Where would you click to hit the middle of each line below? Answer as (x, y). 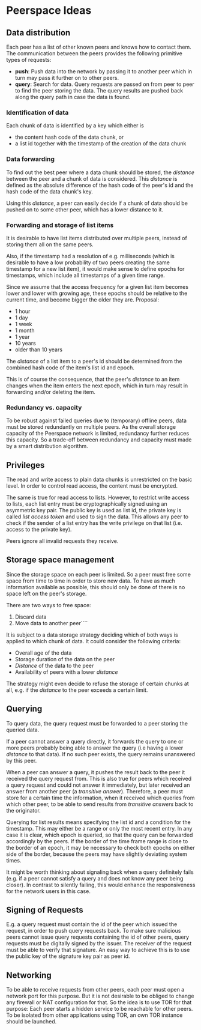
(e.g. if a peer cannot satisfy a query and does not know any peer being (95, 878)
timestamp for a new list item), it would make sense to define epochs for (95, 268)
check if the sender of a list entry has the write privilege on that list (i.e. (94, 523)
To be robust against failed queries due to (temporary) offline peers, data (97, 420)
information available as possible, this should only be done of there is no (96, 587)
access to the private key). (39, 529)
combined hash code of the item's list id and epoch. (70, 368)
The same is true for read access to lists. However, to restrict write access (98, 497)
